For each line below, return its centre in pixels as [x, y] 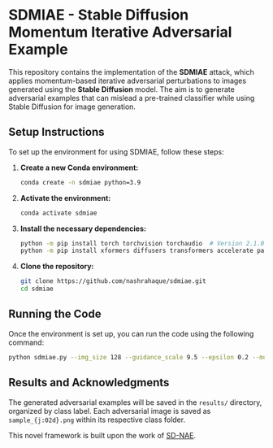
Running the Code [55, 314]
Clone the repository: [57, 267]
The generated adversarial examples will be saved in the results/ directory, [135, 402]
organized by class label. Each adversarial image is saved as [110, 411]
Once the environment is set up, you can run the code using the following [131, 333]
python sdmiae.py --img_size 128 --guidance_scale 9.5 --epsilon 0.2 [129, 357]
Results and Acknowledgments [89, 383]
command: [26, 342]
